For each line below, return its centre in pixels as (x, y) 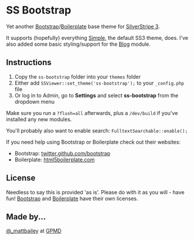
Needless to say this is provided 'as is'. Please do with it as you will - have (95, 192)
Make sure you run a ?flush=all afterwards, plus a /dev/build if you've (92, 113)
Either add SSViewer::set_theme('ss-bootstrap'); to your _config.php (99, 83)
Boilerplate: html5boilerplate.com (55, 160)
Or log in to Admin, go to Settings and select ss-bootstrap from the (96, 95)
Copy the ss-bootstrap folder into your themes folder (78, 76)
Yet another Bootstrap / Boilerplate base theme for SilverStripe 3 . (83, 26)
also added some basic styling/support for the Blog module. (79, 44)
